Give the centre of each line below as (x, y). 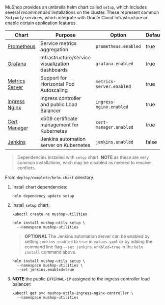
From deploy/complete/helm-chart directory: (50, 177)
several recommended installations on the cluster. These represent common (82, 12)
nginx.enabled (112, 107)
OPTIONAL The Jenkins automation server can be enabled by (87, 236)
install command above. (50, 252)
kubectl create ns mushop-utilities (50, 214)
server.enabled (113, 87)
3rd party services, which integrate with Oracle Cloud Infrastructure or (76, 18)
